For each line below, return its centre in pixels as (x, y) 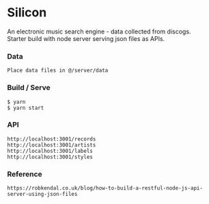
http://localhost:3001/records (52, 139)
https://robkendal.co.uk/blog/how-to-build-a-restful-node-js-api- (105, 188)
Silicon (27, 13)
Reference (25, 174)
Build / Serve (29, 88)
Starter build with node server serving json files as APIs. (86, 38)
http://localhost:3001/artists (52, 145)
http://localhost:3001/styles (50, 157)
